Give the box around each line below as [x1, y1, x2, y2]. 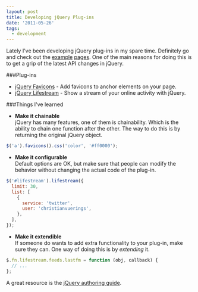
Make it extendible [14, 233, 62, 240]
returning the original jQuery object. [14, 132, 103, 139]
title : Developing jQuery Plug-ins [6, 14, 95, 20]
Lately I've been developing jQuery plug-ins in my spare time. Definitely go [6, 47, 189, 54]
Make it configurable [14, 154, 67, 161]
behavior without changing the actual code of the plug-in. [14, 166, 156, 173]
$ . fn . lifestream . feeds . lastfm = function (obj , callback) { [6, 257, 159, 263]
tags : [6, 25, 20, 32]
